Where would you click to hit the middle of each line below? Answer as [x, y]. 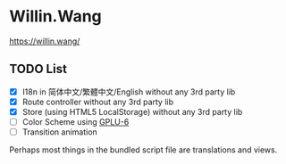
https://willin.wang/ [45, 41]
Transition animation [60, 132]
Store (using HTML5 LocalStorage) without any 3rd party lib [132, 111]
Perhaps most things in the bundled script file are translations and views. [143, 150]
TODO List [38, 69]
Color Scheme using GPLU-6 [76, 121]
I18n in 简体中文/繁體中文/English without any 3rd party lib [129, 92]
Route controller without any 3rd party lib [98, 102]
